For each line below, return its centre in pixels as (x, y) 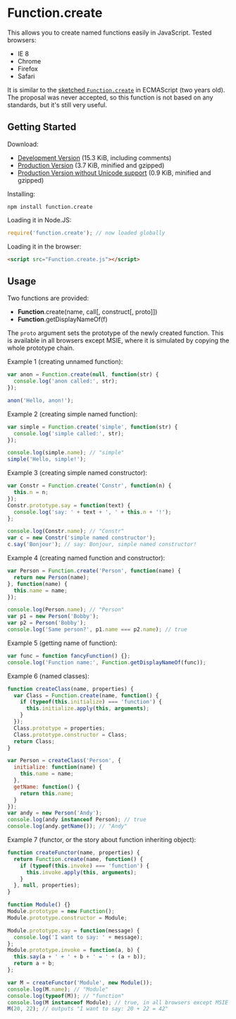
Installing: (21, 194)
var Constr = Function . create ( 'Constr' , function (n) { (89, 486)
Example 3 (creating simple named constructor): (77, 473)
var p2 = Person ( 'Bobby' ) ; (47, 623)
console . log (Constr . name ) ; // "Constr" (66, 531)
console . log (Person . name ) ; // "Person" (66, 610)
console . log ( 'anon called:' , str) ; (66, 381)
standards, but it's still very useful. (57, 104)
